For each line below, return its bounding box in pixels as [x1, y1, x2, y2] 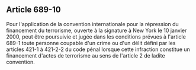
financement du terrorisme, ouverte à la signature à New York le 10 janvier [6, 27, 187, 34]
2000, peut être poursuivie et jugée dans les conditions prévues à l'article [6, 33, 187, 40]
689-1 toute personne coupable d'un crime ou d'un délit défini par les [6, 39, 176, 46]
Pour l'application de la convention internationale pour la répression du [6, 20, 179, 27]
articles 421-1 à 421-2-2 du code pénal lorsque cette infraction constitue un [6, 46, 191, 53]
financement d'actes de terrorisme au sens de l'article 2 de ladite [6, 52, 165, 59]
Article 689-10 [6, 5, 61, 15]
